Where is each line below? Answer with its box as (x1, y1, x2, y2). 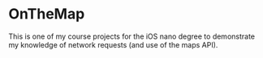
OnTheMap (8, 5, 85, 23)
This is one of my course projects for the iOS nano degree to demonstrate (8, 31, 256, 41)
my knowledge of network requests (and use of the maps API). (8, 39, 218, 49)
